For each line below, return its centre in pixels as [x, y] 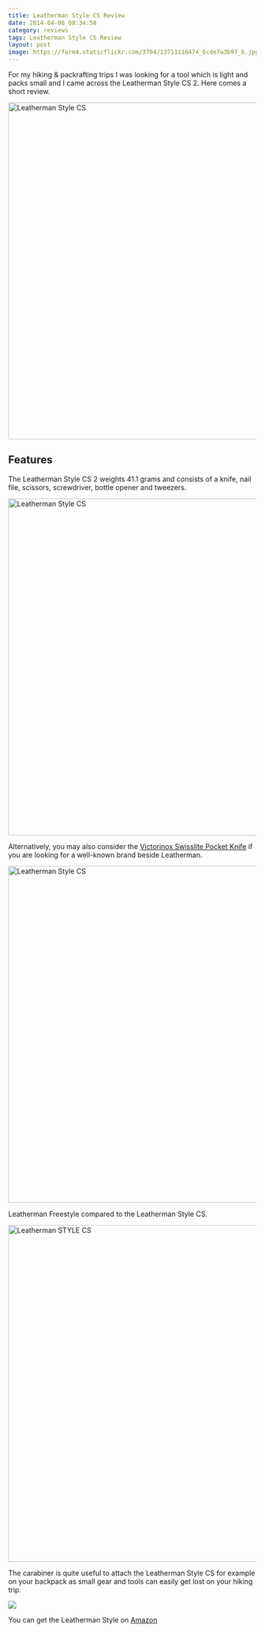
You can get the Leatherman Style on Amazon [83, 1619]
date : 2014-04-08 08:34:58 [52, 23]
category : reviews [38, 30]
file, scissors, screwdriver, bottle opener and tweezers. [97, 487]
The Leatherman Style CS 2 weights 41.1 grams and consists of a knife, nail [130, 479]
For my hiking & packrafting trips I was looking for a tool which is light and [128, 75]
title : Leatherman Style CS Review [67, 15]
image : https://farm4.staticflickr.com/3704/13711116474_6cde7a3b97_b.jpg [134, 52]
